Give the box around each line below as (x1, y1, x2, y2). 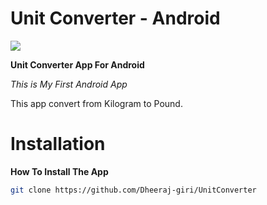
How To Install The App (10, 165, 109, 177)
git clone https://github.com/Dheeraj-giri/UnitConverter (10, 185, 257, 195)
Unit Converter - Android (10, 7, 221, 30)
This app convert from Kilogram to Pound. (10, 97, 183, 109)
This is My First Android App (10, 78, 128, 90)
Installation (10, 133, 106, 156)
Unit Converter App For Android (10, 58, 145, 71)
